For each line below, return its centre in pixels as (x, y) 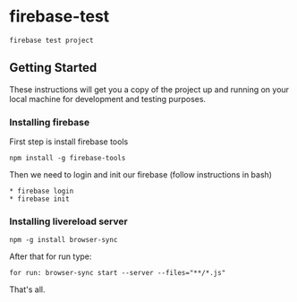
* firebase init (39, 199)
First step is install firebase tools (69, 142)
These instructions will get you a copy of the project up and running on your (149, 89)
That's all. (27, 289)
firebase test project (51, 40)
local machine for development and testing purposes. (108, 99)
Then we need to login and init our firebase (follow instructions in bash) (141, 175)
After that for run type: (51, 256)
